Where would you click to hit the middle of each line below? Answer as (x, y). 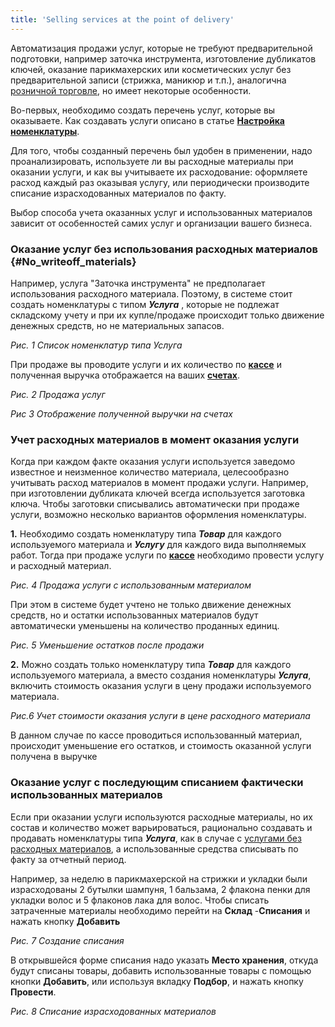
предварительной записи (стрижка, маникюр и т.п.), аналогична (148, 80)
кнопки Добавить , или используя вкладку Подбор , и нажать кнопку (157, 981)
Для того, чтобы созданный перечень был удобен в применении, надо (161, 150)
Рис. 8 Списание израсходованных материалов (113, 1011)
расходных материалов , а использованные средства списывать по (154, 848)
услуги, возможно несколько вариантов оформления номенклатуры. (158, 515)
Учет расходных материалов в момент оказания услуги (155, 439)
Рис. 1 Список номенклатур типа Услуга (96, 345)
